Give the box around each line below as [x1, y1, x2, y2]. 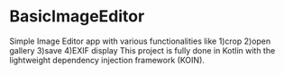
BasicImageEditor [9, 6, 145, 27]
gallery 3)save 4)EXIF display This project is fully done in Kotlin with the [9, 45, 276, 55]
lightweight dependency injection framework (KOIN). [9, 54, 206, 65]
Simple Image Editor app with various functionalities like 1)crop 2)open [9, 36, 271, 46]
